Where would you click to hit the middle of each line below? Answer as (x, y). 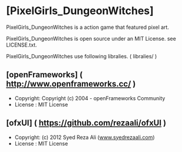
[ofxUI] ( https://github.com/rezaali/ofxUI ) (86, 123)
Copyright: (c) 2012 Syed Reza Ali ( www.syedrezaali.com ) (85, 137)
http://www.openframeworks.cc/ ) (71, 84)
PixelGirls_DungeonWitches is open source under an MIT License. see (91, 38)
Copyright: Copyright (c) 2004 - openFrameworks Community (90, 98)
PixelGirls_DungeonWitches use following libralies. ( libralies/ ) (82, 56)
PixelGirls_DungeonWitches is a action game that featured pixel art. (88, 27)
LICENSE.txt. (21, 45)
